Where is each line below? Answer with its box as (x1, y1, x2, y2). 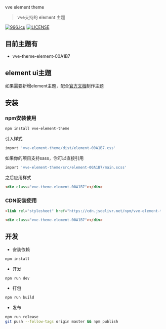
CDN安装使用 (5, 197, 37, 204)
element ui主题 (5, 69, 51, 77)
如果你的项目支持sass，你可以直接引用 (5, 155, 84, 161)
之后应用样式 (5, 174, 31, 180)
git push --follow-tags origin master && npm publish (5, 319, 119, 324)
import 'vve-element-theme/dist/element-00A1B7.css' (5, 146, 116, 151)
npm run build (5, 295, 35, 300)
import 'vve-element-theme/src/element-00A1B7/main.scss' (5, 165, 127, 170)
